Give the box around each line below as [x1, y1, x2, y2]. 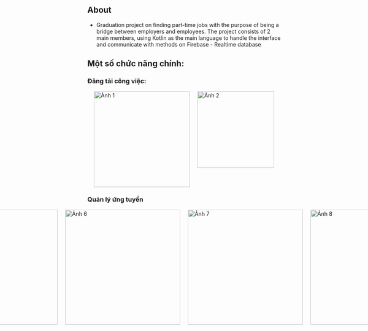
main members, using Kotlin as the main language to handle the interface [96, 34, 282, 42]
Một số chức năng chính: [87, 58, 185, 69]
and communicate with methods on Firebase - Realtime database [96, 40, 261, 48]
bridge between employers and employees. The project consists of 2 [96, 28, 271, 35]
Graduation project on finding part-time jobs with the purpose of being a [96, 21, 279, 28]
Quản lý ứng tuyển [87, 196, 144, 204]
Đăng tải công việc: [87, 77, 147, 85]
